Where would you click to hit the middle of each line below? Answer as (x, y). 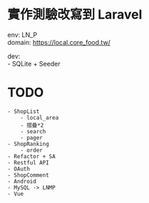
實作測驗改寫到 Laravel (75, 15)
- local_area (40, 118)
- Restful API (29, 162)
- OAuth (19, 169)
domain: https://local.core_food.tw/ (59, 42)
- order (31, 150)
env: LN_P (22, 35)
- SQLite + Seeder (34, 63)
